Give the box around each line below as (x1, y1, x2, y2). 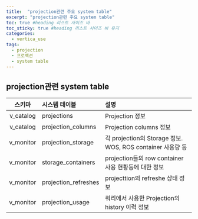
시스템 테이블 (42, 101, 77, 109)
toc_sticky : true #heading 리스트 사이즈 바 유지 (6, 25, 120, 31)
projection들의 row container (105, 154, 184, 163)
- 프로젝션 (11, 53, 34, 59)
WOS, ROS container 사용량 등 (105, 143, 187, 152)
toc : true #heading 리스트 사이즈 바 (6, 20, 90, 25)
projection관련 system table (6, 81, 110, 92)
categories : (6, 31, 35, 37)
